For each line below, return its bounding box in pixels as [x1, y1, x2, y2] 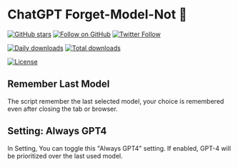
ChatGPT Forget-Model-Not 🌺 [7, 6, 187, 23]
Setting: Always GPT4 [7, 125, 107, 137]
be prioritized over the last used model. [7, 151, 123, 160]
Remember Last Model [7, 78, 110, 90]
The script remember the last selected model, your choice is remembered [7, 97, 224, 105]
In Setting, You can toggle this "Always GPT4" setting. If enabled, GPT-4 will [7, 144, 231, 152]
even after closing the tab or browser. [7, 104, 118, 113]
